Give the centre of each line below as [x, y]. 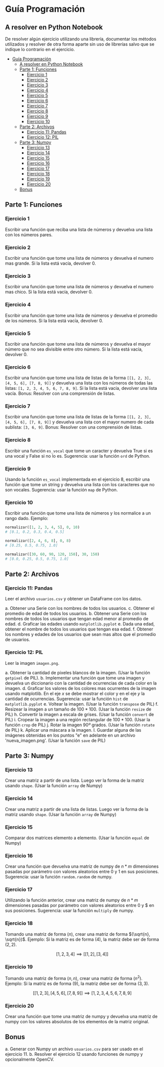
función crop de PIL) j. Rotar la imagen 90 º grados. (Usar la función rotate [80, 725]
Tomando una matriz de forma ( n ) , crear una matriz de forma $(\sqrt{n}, [78, 934]
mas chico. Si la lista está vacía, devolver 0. [49, 292]
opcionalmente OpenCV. [30, 1059]
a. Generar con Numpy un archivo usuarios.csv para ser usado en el [74, 1049]
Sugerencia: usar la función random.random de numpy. [59, 877]
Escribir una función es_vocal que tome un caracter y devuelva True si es [79, 451]
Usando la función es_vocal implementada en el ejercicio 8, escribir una [78, 479]
